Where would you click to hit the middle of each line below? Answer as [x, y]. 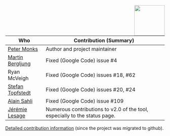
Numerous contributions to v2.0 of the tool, [97, 109]
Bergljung [19, 64]
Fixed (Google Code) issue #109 [84, 101]
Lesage [16, 115]
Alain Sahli [20, 101]
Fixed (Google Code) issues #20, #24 [90, 90]
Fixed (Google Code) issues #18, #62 [90, 75]
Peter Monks [23, 49]
